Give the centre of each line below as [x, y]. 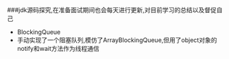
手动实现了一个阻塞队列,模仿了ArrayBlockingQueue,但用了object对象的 [117, 40]
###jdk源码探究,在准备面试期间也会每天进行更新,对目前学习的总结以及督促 [112, 10]
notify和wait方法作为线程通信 [58, 48]
